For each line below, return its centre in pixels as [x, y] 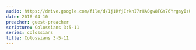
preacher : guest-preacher [37, 22]
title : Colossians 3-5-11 [37, 38]
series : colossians [30, 33]
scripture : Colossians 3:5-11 [43, 27]
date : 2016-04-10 [27, 17]
